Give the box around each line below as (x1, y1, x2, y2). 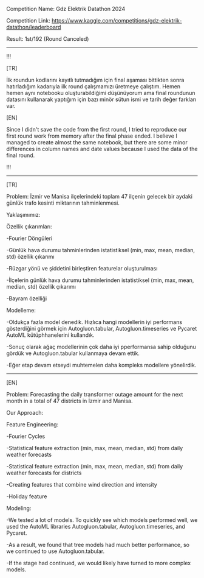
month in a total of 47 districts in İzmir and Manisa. (6, 397, 133, 404)
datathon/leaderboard (6, 24, 61, 30)
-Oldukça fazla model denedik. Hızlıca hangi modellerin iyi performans (6, 319, 183, 325)
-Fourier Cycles (6, 432, 46, 440)
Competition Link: (6, 17, 50, 24)
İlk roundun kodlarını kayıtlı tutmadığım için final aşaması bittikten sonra (6, 76, 185, 83)
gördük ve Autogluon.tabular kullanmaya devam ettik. (6, 350, 140, 357)
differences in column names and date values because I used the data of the (6, 146, 198, 152)
